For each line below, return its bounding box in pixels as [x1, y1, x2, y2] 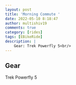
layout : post [5, 7, 32, 12]
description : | [5, 39, 36, 44]
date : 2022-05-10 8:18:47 [5, 16, 58, 21]
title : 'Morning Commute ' [5, 12, 60, 17]
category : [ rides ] [5, 30, 43, 35]
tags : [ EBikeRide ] [5, 35, 43, 40]
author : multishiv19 [5, 21, 48, 26]
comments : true [5, 25, 36, 30]
